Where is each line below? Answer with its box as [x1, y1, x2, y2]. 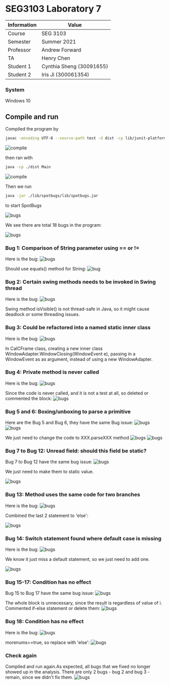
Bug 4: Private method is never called [5, 369, 100, 376]
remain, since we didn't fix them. [5, 674, 73, 680]
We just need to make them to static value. [5, 469, 94, 475]
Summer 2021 [41, 38, 76, 45]
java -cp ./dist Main [5, 164, 51, 170]
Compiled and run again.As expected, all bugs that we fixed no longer [5, 663, 151, 669]
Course [8, 30, 25, 37]
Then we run [5, 183, 32, 189]
